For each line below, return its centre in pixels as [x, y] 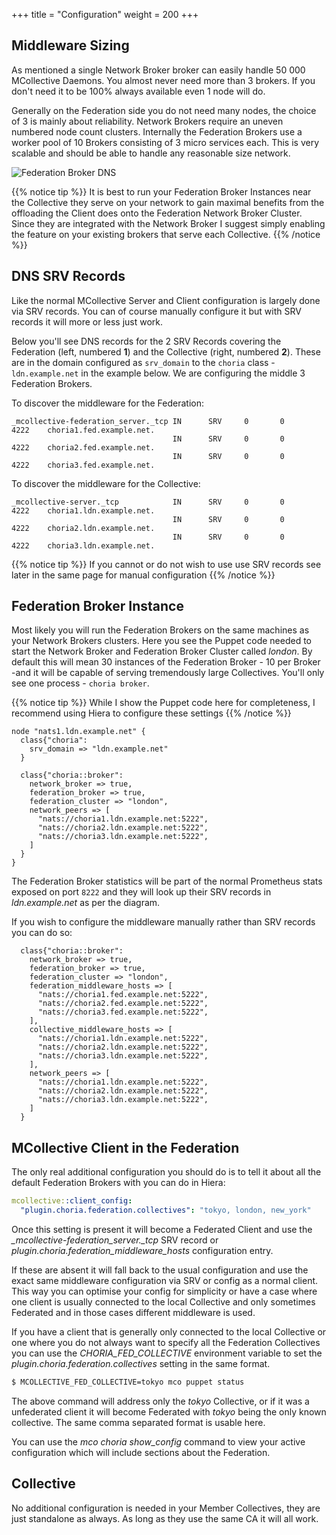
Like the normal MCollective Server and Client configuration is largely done [166, 300]
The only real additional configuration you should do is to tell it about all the [166, 1172]
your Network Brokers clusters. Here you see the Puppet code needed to [161, 641]
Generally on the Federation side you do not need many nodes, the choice [164, 110]
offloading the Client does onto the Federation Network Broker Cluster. [157, 213]
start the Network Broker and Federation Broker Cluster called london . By [162, 651]
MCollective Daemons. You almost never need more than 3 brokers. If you [163, 80]
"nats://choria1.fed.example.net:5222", [123, 995]
